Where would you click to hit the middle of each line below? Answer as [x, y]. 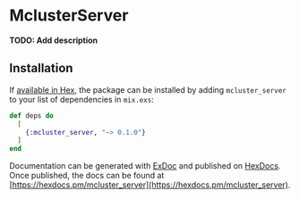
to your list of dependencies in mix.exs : [81, 99]
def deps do [31, 116]
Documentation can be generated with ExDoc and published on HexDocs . [145, 166]
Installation [41, 68]
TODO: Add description [54, 40]
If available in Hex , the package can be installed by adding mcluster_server [148, 89]
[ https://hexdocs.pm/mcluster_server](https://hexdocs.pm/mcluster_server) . [150, 185]
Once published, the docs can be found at [87, 176]
